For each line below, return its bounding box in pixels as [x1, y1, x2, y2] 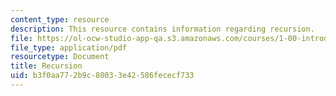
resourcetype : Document [10, 52, 110, 62]
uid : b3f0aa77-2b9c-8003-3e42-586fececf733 [10, 71, 195, 81]
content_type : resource [10, 14, 110, 25]
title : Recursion [10, 61, 83, 71]
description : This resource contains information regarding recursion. [10, 24, 315, 34]
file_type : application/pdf [10, 42, 128, 53]
